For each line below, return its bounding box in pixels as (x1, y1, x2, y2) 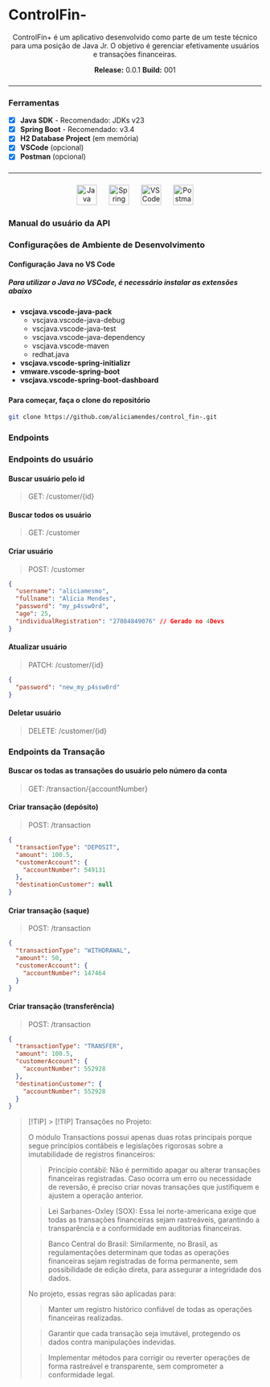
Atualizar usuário (8, 642, 67, 652)
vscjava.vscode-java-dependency (31, 332, 145, 342)
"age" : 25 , (15, 610, 52, 618)
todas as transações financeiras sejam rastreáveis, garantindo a (47, 1215, 260, 1225)
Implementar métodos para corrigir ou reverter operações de (47, 1353, 251, 1363)
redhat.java (31, 349, 70, 359)
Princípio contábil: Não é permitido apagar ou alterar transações (47, 1165, 261, 1175)
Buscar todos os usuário (8, 510, 92, 520)
